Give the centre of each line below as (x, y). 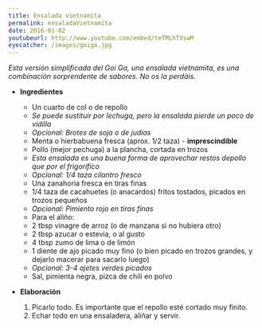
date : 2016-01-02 (37, 30)
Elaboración (40, 292)
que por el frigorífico (65, 166)
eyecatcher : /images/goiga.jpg (60, 45)
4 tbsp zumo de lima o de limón (83, 243)
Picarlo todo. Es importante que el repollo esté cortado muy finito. (140, 307)
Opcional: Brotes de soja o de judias (91, 133)
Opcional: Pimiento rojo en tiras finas (92, 209)
